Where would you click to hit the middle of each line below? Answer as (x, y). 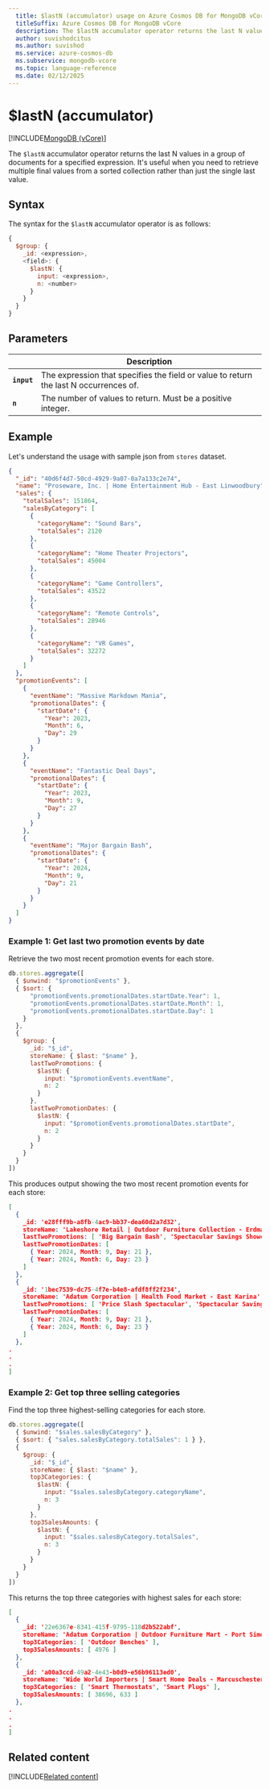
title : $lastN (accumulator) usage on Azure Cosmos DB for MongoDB (131, 16)
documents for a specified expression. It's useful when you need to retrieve (133, 162)
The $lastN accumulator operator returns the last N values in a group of (127, 153)
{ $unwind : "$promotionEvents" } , (73, 981)
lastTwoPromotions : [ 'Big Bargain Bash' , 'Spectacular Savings (133, 1237)
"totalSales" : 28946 (72, 621)
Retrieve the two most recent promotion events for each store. (111, 959)
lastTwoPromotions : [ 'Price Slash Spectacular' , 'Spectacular (131, 1305)
